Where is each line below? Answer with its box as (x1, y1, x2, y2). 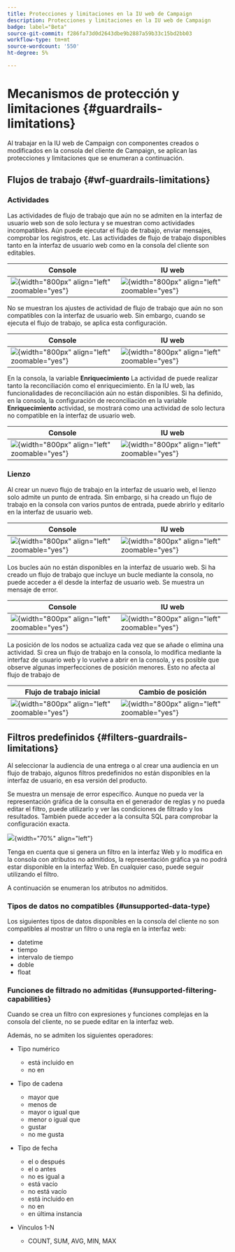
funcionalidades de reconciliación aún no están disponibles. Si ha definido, (7, 389, 223, 397)
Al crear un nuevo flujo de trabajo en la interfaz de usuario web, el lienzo (7, 485, 217, 493)
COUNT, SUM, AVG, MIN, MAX (27, 1237, 117, 1246)
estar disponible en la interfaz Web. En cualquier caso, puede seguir (7, 863, 204, 871)
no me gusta (27, 1131, 64, 1139)
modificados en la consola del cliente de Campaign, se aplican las (7, 146, 197, 154)
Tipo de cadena (17, 1079, 63, 1088)
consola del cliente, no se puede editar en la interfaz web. (7, 1018, 174, 1026)
